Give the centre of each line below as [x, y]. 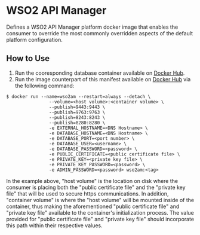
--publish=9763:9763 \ [77, 112]
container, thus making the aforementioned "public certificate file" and [93, 206]
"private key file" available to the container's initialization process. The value [100, 212]
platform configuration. [34, 39]
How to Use [28, 58]
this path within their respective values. [54, 225]
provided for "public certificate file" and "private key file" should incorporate [100, 219]
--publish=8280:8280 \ [77, 123]
